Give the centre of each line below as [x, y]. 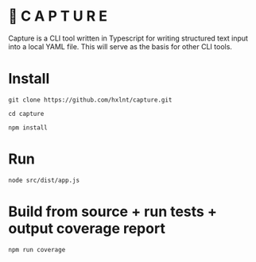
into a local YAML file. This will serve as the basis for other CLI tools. [120, 46]
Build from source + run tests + [112, 212]
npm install [28, 127]
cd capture [26, 114]
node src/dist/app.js [44, 180]
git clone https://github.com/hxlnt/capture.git [90, 100]
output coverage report [87, 229]
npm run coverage [37, 249]
